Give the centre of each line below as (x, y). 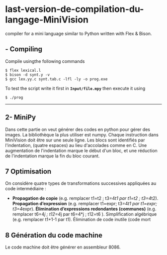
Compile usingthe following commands (45, 61)
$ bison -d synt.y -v (28, 75)
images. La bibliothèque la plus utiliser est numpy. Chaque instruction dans (82, 134)
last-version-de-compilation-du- (75, 9)
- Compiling (24, 49)
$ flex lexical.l (23, 70)
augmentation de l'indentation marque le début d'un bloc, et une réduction (81, 150)
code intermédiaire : (26, 189)
